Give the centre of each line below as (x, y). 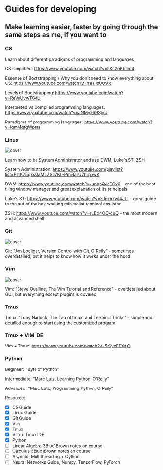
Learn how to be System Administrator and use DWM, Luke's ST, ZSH (75, 160)
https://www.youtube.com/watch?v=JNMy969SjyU (56, 112)
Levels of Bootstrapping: (30, 92)
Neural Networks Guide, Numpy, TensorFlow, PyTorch (66, 462)
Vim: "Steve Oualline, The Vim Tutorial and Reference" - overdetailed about (80, 289)
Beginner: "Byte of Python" (32, 369)
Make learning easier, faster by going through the (81, 27)
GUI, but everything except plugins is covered (51, 294)
